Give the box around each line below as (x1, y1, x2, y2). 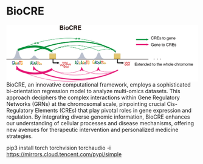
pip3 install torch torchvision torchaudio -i (6, 144, 111, 152)
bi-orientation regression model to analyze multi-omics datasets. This (6, 88, 181, 95)
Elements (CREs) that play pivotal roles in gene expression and (35, 107, 192, 114)
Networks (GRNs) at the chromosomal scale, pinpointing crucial (6, 100, 166, 108)
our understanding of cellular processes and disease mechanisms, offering (6, 120, 194, 127)
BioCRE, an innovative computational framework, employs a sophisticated (6, 81, 191, 88)
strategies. (6, 133, 33, 140)
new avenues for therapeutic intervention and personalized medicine (6, 126, 179, 134)
